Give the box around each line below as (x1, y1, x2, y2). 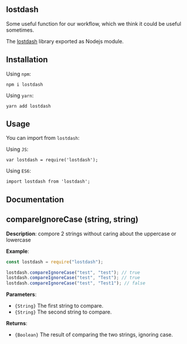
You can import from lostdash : (6, 135, 80, 142)
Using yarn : (6, 92, 34, 99)
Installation (6, 55, 48, 65)
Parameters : (6, 291, 37, 298)
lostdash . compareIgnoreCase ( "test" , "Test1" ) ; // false (6, 280, 145, 286)
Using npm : (6, 70, 31, 77)
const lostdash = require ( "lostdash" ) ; (6, 259, 104, 265)
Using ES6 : (6, 167, 31, 174)
